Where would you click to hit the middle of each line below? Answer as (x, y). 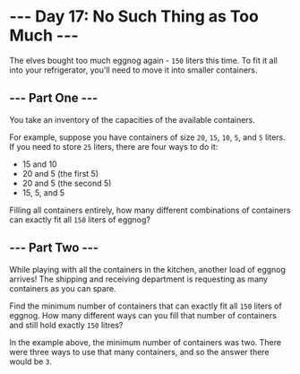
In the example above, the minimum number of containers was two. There (146, 342)
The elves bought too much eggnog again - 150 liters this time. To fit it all (143, 60)
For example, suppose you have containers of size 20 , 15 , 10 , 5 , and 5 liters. (148, 137)
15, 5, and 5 (43, 192)
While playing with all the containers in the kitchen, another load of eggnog (148, 269)
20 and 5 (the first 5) (60, 173)
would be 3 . (30, 361)
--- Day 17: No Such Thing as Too (134, 17)
